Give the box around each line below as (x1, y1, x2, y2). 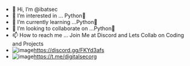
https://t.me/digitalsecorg (33, 53, 97, 60)
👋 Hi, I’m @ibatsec (11, 6, 58, 13)
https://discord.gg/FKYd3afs (33, 47, 105, 53)
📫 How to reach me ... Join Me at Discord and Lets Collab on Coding (11, 32, 185, 38)
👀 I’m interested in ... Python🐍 (11, 12, 86, 19)
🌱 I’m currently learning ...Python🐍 (11, 19, 98, 25)
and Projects (11, 40, 44, 47)
